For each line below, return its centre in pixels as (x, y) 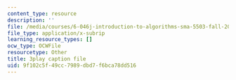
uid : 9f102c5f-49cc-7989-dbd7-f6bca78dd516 (72, 65)
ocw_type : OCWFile (34, 46)
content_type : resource (42, 14)
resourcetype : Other (38, 53)
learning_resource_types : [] (50, 40)
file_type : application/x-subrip (56, 33)
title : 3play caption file (47, 59)
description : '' (31, 20)
